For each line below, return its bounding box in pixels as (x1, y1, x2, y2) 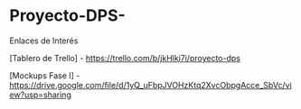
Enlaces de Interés (9, 35, 79, 46)
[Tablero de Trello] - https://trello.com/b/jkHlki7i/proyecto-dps (9, 52, 241, 63)
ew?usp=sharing (9, 89, 72, 100)
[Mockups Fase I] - (9, 69, 80, 81)
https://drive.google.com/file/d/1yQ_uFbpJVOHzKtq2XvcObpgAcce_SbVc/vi (9, 79, 292, 90)
